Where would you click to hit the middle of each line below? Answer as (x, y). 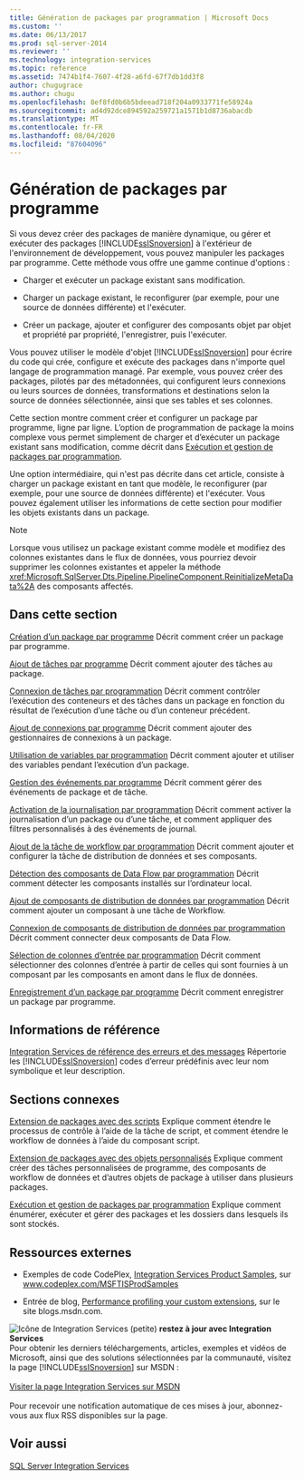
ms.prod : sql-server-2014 (58, 43)
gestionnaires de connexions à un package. (90, 737)
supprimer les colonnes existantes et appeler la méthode (115, 567)
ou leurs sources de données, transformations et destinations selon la (139, 390)
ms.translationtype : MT (54, 119)
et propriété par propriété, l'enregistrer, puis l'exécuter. (125, 334)
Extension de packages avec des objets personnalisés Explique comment (146, 1158)
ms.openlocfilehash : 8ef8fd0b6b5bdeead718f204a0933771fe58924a (131, 102)
